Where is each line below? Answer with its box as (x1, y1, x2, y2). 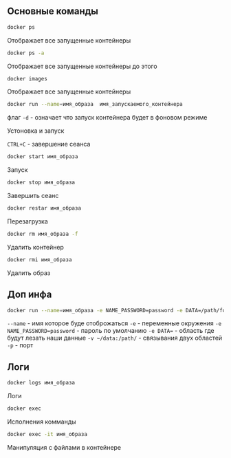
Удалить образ (7, 268, 51, 277)
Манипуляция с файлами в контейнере (7, 443, 122, 451)
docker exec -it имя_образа (7, 430, 88, 437)
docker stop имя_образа (7, 179, 76, 186)
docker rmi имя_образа (7, 256, 72, 263)
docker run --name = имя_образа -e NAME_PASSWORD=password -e (7, 307, 184, 314)
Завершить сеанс (7, 192, 59, 200)
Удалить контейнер (7, 243, 64, 251)
